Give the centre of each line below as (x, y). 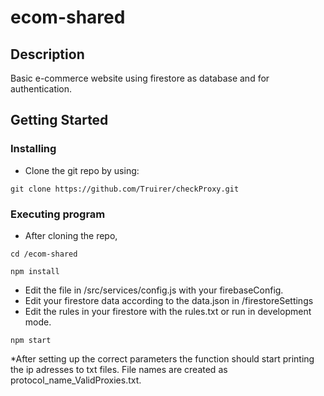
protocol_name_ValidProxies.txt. (76, 380)
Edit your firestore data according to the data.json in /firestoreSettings (169, 300)
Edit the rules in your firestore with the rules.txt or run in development (168, 311)
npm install (35, 271)
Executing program (58, 214)
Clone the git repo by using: (82, 170)
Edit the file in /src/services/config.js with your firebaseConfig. (154, 290)
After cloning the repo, (71, 235)
